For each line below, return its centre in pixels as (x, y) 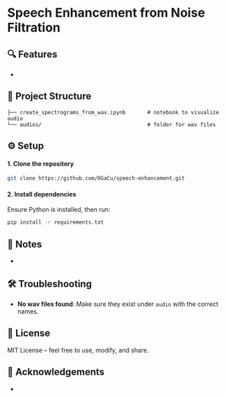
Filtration (34, 28)
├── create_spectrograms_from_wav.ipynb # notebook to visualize (113, 112)
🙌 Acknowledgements (56, 372)
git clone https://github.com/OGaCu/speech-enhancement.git (96, 178)
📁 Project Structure (49, 97)
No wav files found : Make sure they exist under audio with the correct (118, 304)
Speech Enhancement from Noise (106, 13)
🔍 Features (32, 54)
